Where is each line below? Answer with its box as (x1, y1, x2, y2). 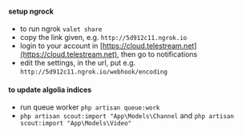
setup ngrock (8, 6, 54, 16)
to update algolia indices (8, 85, 92, 94)
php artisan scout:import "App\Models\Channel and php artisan (19, 111, 235, 121)
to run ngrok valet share (19, 24, 103, 34)
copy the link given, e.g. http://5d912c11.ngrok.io (19, 33, 188, 42)
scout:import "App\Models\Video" (19, 120, 132, 128)
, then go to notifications (116, 50, 198, 59)
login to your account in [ (19, 41, 103, 51)
